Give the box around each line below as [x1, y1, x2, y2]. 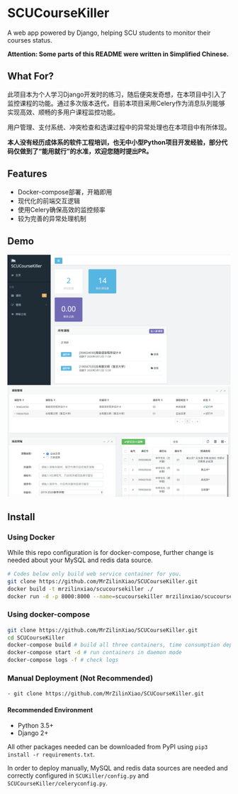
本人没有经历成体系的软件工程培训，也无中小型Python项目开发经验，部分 [7, 138, 222, 146]
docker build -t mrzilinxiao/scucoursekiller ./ [7, 585, 154, 592]
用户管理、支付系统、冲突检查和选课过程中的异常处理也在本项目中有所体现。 [7, 123, 231, 131]
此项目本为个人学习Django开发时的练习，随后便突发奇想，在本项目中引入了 [7, 90, 227, 99]
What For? [7, 70, 55, 82]
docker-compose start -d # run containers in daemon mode [7, 649, 182, 656]
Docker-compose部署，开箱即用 [17, 187, 113, 196]
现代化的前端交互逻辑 [17, 197, 80, 205]
